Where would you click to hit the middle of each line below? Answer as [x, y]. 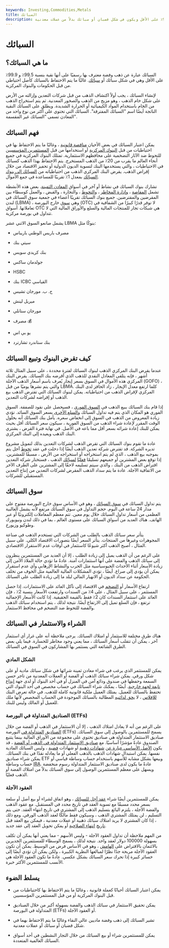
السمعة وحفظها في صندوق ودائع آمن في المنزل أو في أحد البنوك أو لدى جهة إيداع [81, 681]
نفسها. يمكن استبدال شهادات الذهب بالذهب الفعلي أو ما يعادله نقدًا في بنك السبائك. [83, 753]
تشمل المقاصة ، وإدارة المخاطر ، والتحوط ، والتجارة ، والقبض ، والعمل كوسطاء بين [82, 192]
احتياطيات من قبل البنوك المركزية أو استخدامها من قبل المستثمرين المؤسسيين [79, 150]
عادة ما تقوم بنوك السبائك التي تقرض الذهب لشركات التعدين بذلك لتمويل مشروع [81, 443]
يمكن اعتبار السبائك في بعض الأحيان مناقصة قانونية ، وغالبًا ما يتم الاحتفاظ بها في [80, 145]
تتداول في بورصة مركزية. [29, 213]
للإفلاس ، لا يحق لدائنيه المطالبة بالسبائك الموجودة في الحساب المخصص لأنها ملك [81, 697]
